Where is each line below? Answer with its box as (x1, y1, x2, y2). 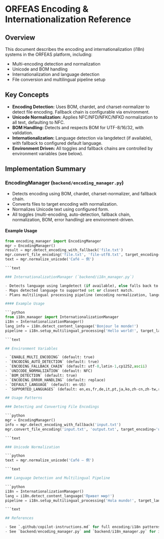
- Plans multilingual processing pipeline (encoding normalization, (5, 292, 147, 297)
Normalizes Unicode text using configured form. (12, 206, 109, 212)
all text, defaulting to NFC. (12, 119, 65, 125)
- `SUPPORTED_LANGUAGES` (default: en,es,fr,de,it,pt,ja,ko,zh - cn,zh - (5, 387, 152, 392)
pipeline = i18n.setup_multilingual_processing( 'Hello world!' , (5, 328, 139, 333)
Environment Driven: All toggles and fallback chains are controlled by (12, 145, 153, 151)
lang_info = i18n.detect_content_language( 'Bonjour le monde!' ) (5, 324, 139, 328)
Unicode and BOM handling (12, 66, 68, 72)
